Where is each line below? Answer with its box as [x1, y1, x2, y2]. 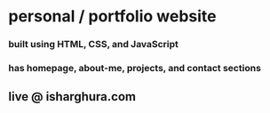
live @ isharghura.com [8, 89, 137, 104]
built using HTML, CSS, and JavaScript [8, 38, 179, 51]
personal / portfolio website [8, 6, 217, 27]
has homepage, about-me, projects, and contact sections [8, 62, 261, 75]
